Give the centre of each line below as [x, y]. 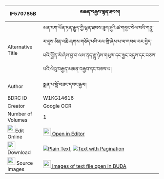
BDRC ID [18, 98]
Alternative [20, 47]
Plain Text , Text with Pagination [86, 149]
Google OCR [57, 106]
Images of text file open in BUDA [89, 166]
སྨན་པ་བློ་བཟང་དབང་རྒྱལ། [65, 84]
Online [15, 137]
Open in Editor [68, 134]
